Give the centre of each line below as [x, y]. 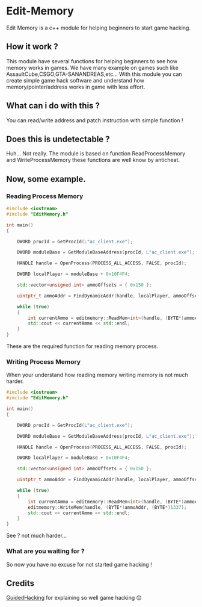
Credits [20, 583]
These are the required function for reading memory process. [82, 346]
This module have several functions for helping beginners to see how [92, 61]
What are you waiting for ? [46, 551]
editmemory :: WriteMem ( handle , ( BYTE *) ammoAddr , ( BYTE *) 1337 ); [107, 507]
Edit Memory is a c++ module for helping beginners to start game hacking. [99, 28]
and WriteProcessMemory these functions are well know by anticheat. [93, 160]
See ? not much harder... [37, 536]
